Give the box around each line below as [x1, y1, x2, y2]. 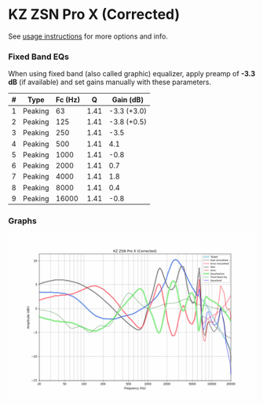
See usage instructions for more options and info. [8, 31, 169, 41]
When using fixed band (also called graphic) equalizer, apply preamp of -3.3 [8, 69, 256, 79]
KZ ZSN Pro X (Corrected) [8, 6, 181, 24]
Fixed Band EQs [8, 51, 69, 62]
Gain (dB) [111, 94, 144, 104]
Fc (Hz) [56, 94, 81, 104]
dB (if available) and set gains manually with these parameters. [8, 77, 212, 87]
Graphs [8, 215, 37, 226]
